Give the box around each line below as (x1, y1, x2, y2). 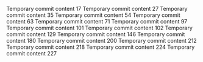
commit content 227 (6, 50, 57, 57)
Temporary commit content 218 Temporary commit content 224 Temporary (6, 43, 195, 51)
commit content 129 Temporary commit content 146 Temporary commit (6, 31, 185, 38)
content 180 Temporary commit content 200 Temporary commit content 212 (6, 37, 197, 44)
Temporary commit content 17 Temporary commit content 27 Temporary (6, 5, 188, 12)
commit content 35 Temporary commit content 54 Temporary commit (6, 11, 181, 19)
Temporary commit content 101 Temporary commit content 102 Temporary (6, 24, 193, 31)
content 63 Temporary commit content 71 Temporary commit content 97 (6, 18, 188, 25)
